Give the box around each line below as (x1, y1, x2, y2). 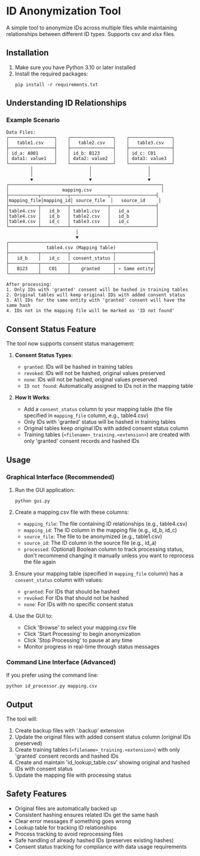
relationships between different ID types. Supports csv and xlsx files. (6, 30, 176, 37)
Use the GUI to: (14, 612, 53, 619)
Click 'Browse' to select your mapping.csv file (23, 623, 137, 631)
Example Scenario (6, 116, 60, 124)
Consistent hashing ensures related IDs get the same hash (14, 811, 159, 818)
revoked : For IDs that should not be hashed (23, 594, 130, 601)
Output (6, 700, 33, 710)
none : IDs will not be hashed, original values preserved (23, 376, 157, 383)
